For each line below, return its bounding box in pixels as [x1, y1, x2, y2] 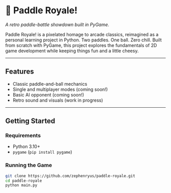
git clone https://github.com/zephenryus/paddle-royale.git [5, 173, 136, 178]
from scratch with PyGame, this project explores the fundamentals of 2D [5, 42, 157, 48]
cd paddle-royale [5, 178, 42, 183]
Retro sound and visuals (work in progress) [12, 97, 103, 103]
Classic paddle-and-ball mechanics [12, 81, 88, 87]
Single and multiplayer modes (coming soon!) [12, 86, 108, 92]
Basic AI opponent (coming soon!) [12, 91, 84, 98]
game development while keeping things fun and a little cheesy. [5, 47, 139, 54]
